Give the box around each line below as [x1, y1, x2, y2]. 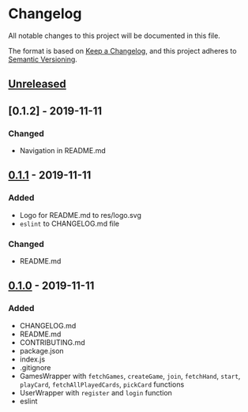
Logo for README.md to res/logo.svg [19, 210, 142, 219]
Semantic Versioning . [8, 54, 77, 64]
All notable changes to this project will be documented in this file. [8, 31, 221, 40]
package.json [19, 346, 65, 355]
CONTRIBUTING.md [19, 337, 85, 347]
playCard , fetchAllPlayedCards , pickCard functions [19, 380, 185, 389]
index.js [19, 354, 46, 364]
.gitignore [19, 362, 51, 372]
